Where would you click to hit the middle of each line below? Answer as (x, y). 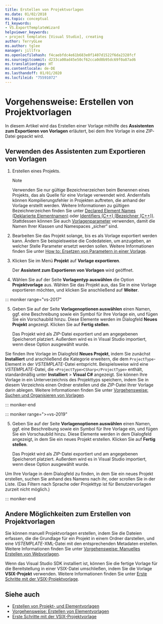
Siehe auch (22, 594)
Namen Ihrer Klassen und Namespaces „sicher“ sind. (65, 226)
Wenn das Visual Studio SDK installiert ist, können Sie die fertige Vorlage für (81, 563)
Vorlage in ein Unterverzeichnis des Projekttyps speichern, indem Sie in (77, 379)
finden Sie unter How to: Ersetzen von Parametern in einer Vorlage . (79, 251)
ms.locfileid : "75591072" (31, 78)
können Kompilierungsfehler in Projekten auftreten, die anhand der (79, 200)
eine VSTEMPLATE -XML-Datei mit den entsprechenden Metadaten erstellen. (81, 544)
